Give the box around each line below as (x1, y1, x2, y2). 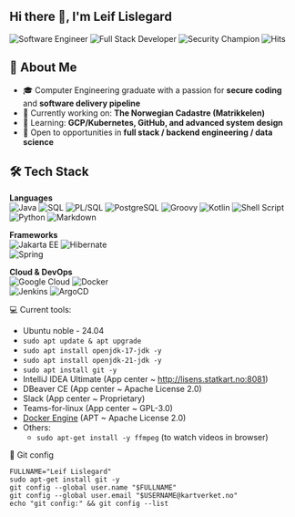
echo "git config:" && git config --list (9, 499, 169, 509)
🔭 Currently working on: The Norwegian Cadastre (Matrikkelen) (22, 107, 266, 119)
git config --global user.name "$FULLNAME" (9, 483, 178, 492)
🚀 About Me (9, 60, 77, 76)
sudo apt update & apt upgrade (22, 336, 142, 346)
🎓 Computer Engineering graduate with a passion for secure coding (22, 84, 282, 96)
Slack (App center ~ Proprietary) (22, 393, 146, 404)
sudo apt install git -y (22, 366, 117, 375)
